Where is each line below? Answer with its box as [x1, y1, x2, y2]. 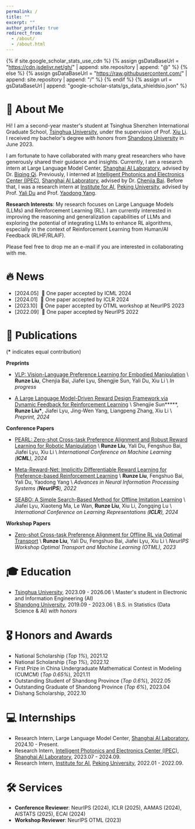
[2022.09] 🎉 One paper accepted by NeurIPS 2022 [14, 308, 139, 315]
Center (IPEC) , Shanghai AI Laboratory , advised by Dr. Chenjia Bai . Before [6, 177, 183, 184]
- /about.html [11, 42, 46, 47]
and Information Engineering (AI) [14, 595, 93, 602]
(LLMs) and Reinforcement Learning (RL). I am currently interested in [6, 207, 172, 214]
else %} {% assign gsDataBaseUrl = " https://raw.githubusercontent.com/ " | [6, 70, 187, 77]
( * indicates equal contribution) [6, 348, 82, 355]
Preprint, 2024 [14, 413, 50, 420]
